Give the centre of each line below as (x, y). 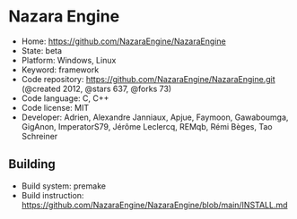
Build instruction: (52, 195)
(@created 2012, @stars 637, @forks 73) (96, 88)
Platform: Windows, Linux (69, 60)
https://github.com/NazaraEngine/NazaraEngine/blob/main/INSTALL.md (154, 205)
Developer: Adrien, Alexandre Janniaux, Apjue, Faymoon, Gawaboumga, (155, 117)
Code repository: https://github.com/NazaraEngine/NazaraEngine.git (148, 79)
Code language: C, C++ (65, 98)
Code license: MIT (55, 107)
